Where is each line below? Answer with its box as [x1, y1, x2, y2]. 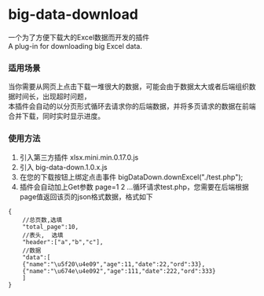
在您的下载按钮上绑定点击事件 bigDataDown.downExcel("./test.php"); [19, 172, 244, 182]
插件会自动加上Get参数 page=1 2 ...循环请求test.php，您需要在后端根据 [19, 182, 249, 191]
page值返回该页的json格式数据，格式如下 [19, 191, 153, 202]
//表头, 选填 [22, 231, 64, 239]
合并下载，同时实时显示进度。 [8, 112, 104, 121]
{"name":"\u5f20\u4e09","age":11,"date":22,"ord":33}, [22, 260, 206, 268]
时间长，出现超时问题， [14, 92, 91, 102]
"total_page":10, [22, 223, 79, 231]
